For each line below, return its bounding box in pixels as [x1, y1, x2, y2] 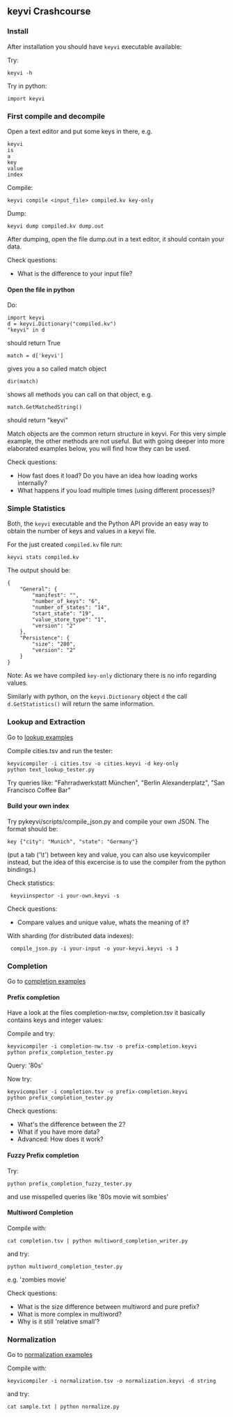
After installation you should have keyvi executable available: [7, 42, 182, 51]
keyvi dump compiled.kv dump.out [7, 223, 104, 230]
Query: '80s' [7, 1061, 43, 1070]
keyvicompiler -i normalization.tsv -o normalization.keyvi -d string [7, 1378, 216, 1385]
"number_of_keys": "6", [32, 598, 101, 605]
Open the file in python [7, 285, 75, 294]
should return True [7, 339, 61, 348]
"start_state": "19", [32, 610, 95, 617]
